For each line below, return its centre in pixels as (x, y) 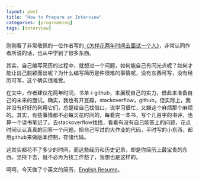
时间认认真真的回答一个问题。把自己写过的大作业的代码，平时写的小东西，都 (99, 130)
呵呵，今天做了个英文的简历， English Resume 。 (65, 170)
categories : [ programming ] (39, 22)
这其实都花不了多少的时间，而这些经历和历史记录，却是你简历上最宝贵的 (94, 150)
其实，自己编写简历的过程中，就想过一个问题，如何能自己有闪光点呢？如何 (97, 66)
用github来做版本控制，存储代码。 (48, 137)
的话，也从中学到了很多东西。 (58, 53)
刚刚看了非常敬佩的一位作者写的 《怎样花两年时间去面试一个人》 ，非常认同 (96, 45)
